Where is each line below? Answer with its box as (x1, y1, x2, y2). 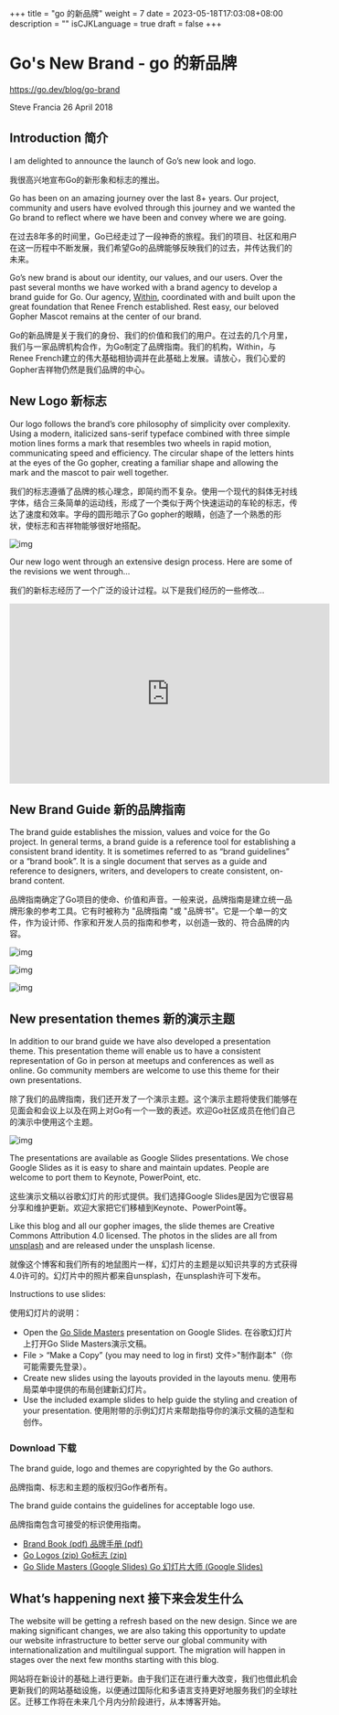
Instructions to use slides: (9, 1289, 107, 1300)
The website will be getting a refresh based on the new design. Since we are (9, 1615, 298, 1626)
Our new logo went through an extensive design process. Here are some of (9, 556, 292, 567)
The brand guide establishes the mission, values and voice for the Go (9, 827, 270, 838)
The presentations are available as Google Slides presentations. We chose (9, 1152, 290, 1163)
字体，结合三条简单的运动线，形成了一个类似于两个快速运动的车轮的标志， (9, 497, 290, 508)
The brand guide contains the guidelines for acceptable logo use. (9, 1500, 256, 1511)
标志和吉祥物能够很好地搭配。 (33, 520, 146, 531)
